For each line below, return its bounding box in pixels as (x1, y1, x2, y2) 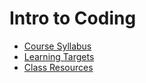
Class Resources (23, 61, 94, 73)
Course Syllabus (23, 40, 92, 52)
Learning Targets (23, 50, 95, 62)
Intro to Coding (9, 7, 137, 30)
